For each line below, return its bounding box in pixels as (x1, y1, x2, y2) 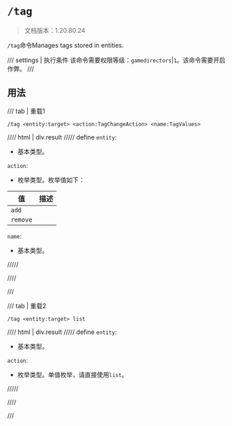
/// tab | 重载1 (7, 107, 45, 115)
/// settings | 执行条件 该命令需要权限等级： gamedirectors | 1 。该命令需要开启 (7, 56, 226, 64)
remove (10, 215, 33, 224)
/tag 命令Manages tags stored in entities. (7, 40, 124, 50)
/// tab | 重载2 (7, 301, 47, 310)
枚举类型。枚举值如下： (17, 176, 85, 184)
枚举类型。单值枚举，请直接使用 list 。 (17, 370, 128, 379)
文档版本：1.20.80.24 (24, 26, 86, 34)
